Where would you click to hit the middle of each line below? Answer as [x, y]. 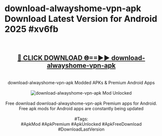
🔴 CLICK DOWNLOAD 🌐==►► [64, 58]
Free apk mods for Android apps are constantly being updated [81, 108]
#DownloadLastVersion [81, 129]
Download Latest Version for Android [81, 19]
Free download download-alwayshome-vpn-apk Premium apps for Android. [81, 103]
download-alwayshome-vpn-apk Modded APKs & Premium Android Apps [81, 82]
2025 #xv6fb [32, 29]
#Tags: [81, 119]
